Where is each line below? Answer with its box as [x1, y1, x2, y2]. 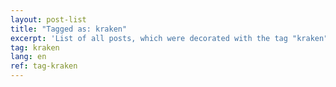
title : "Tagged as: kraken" [10, 24, 128, 34]
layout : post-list [10, 14, 87, 25]
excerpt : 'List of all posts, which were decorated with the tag [10, 33, 288, 43]
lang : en [10, 52, 47, 62]
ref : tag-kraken [10, 61, 78, 71]
